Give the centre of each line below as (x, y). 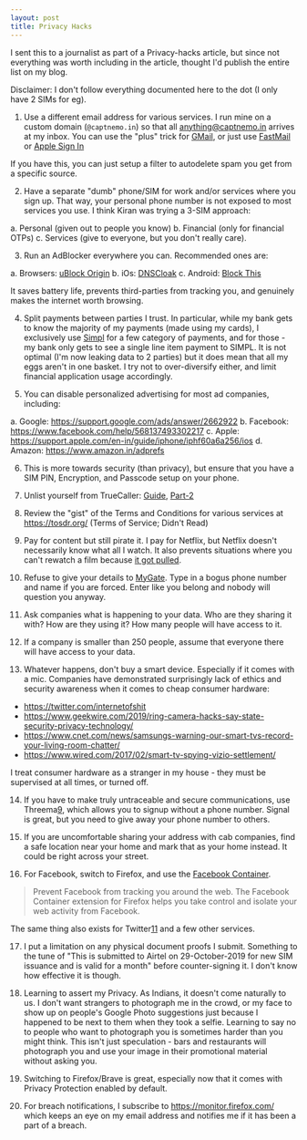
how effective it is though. (72, 975)
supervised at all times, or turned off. (80, 782)
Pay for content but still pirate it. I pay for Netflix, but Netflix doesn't (150, 540)
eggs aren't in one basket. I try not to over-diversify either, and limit (150, 367)
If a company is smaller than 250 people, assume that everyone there (153, 642)
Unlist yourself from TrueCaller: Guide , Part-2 (108, 495)
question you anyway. (65, 596)
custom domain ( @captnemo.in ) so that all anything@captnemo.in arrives (159, 126)
